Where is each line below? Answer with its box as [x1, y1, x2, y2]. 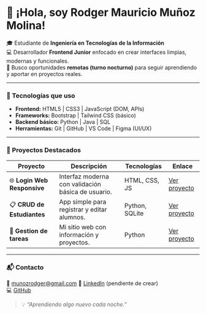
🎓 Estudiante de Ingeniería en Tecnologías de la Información [6, 39, 164, 47]
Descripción [70, 162, 107, 170]
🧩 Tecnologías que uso [6, 91, 75, 100]
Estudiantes [9, 210, 45, 219]
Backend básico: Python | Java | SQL [15, 118, 111, 126]
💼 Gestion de [9, 226, 48, 235]
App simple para [59, 197, 107, 206]
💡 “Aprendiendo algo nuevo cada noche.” [21, 301, 127, 308]
